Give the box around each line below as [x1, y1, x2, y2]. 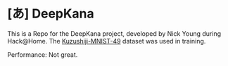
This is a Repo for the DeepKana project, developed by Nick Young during [7, 29, 222, 38]
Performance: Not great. [7, 50, 78, 59]
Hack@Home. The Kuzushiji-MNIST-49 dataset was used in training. [7, 37, 206, 45]
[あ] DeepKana [7, 6, 95, 22]
